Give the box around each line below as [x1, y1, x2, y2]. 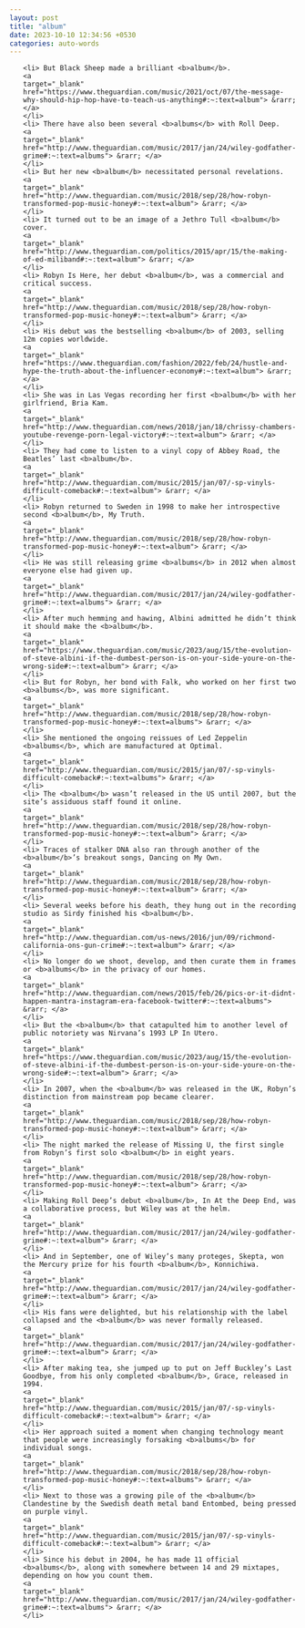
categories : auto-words [9, 38, 100, 48]
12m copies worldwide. [22, 335, 109, 345]
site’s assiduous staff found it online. [22, 798, 182, 807]
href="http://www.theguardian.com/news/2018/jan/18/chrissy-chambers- [22, 423, 297, 432]
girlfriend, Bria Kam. [22, 398, 109, 408]
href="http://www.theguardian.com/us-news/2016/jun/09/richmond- [22, 933, 276, 943]
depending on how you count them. [22, 1571, 154, 1581]
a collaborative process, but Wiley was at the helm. [22, 1204, 231, 1213]
